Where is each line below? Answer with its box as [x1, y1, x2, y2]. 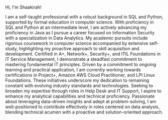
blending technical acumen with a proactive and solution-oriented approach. [5, 109, 163, 115]
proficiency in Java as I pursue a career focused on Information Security [5, 30, 155, 35]
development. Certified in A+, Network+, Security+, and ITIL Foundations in [5, 51, 161, 57]
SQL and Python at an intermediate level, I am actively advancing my [5, 24, 147, 30]
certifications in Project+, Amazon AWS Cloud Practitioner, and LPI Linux [5, 72, 155, 78]
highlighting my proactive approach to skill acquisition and [19, 46, 139, 51]
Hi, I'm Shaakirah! [5, 4, 42, 10]
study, [5, 46, 19, 51]
